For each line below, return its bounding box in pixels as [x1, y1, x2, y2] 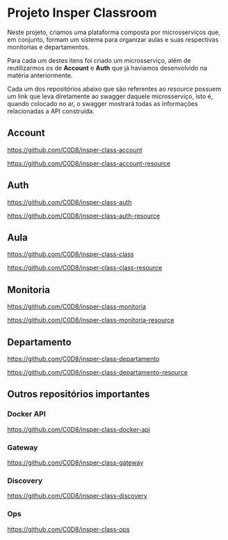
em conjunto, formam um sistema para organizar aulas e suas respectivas [7, 35, 219, 43]
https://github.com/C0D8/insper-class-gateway [7, 458, 144, 467]
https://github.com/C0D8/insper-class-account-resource [7, 159, 171, 167]
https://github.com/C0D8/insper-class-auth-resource [7, 211, 161, 220]
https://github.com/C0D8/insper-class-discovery [7, 492, 147, 500]
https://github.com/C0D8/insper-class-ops [7, 525, 130, 533]
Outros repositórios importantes [7, 389, 150, 400]
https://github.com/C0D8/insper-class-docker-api [7, 425, 151, 433]
